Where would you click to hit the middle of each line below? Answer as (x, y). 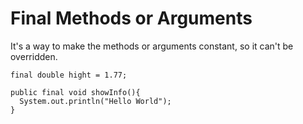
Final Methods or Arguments (131, 18)
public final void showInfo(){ (75, 92)
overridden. (34, 56)
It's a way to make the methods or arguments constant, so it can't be (152, 46)
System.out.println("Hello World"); (95, 101)
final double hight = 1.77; (69, 75)
